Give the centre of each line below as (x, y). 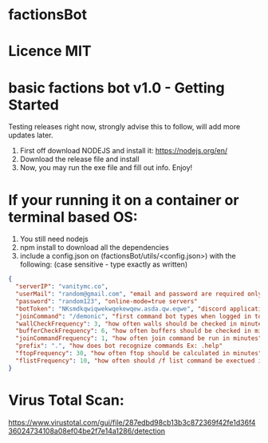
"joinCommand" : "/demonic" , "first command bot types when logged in (133, 316)
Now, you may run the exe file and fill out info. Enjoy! (106, 168)
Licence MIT (50, 51)
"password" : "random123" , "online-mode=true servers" (106, 301)
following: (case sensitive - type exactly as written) (104, 264)
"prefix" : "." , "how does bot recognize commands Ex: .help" (119, 346)
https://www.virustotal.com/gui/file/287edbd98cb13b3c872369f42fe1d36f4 (132, 422)
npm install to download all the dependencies (94, 247)
